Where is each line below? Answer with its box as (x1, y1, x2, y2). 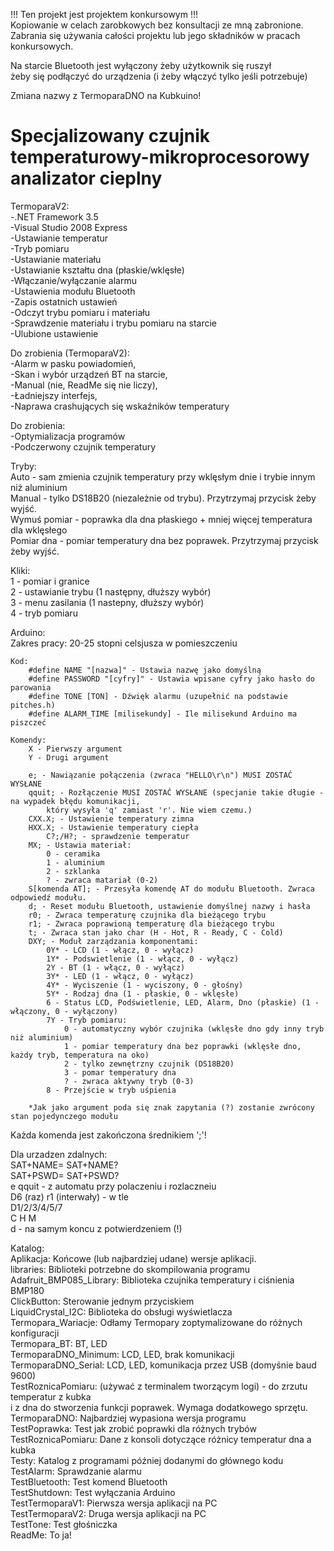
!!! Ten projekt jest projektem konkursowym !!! (10, 9, 199, 20)
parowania (10, 682, 52, 693)
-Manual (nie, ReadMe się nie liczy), (10, 379, 158, 391)
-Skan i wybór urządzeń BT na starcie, (10, 368, 168, 380)
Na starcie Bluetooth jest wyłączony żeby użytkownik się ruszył (10, 60, 272, 71)
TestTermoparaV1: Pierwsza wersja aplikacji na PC (10, 1497, 218, 1509)
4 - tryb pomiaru (10, 607, 78, 619)
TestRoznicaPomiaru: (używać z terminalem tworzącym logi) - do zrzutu (10, 1380, 308, 1392)
